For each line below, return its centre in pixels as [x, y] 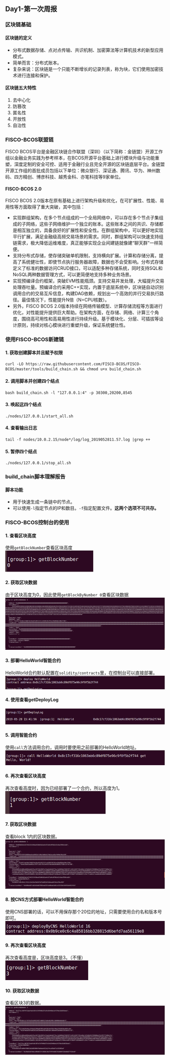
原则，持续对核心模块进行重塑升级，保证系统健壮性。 [72, 325]
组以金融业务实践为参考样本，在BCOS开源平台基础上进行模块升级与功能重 [82, 158]
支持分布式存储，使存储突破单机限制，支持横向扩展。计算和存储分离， [86, 256]
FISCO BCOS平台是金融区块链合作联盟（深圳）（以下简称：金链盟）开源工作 [84, 152]
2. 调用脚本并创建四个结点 [32, 381]
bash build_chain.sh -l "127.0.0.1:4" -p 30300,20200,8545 [69, 393]
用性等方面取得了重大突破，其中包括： [45, 207]
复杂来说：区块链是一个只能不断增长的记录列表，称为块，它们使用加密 [86, 69]
